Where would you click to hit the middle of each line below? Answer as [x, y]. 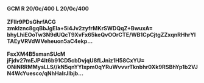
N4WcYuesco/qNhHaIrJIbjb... [45, 73]
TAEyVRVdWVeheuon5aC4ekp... [50, 41]
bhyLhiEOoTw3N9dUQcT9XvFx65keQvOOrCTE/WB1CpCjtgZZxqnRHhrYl [101, 35]
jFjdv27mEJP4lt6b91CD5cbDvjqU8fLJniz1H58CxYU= [76, 61]
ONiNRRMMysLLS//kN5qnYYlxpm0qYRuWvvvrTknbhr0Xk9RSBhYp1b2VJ [103, 67]
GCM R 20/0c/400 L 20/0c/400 [48, 8]
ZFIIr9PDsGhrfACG [32, 22]
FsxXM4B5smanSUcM [36, 54]
